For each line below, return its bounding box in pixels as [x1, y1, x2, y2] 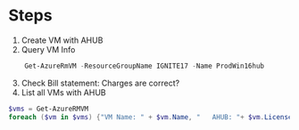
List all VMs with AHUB [21, 86, 106, 98]
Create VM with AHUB [21, 35, 104, 45]
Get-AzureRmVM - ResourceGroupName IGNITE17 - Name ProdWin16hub [24, 61, 265, 70]
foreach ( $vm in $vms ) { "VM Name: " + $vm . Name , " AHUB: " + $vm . [8, 112, 265, 121]
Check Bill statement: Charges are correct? [21, 77, 180, 88]
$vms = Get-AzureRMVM [8, 104, 89, 113]
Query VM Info [21, 44, 76, 54]
